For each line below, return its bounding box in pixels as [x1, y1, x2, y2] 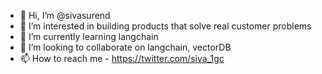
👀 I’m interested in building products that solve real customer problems [19, 20, 312, 32]
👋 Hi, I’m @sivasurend [19, 10, 111, 21]
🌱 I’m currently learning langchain [19, 31, 159, 42]
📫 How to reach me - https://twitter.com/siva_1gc [19, 53, 225, 64]
